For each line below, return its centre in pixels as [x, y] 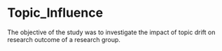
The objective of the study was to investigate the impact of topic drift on [111, 32]
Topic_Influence [55, 13]
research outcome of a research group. [64, 39]
